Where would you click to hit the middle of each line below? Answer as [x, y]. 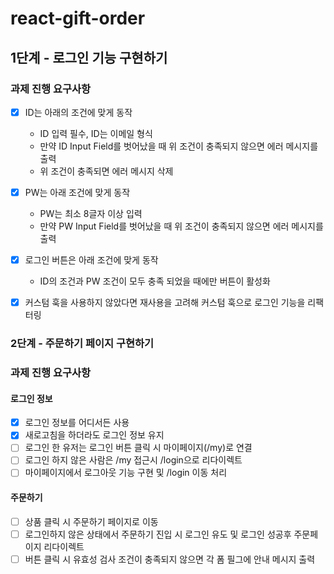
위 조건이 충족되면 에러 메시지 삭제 [106, 171]
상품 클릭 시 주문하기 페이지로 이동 [91, 521]
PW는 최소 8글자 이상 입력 [91, 213]
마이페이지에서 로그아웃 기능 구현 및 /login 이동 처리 [126, 473]
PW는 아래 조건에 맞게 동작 [77, 192]
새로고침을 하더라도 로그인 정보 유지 [94, 435]
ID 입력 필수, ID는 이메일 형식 [96, 133]
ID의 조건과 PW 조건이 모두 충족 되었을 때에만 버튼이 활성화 [155, 281]
